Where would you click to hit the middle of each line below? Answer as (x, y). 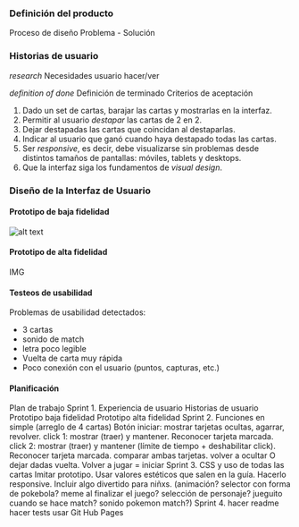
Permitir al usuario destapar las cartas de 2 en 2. (112, 120)
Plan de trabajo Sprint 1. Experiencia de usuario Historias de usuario (134, 408)
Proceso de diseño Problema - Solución (83, 33)
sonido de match (53, 339)
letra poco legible (54, 349)
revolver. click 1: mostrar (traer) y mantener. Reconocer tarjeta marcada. (141, 437)
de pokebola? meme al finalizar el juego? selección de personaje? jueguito (146, 494)
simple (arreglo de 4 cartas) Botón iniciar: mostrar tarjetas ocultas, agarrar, (147, 427)
